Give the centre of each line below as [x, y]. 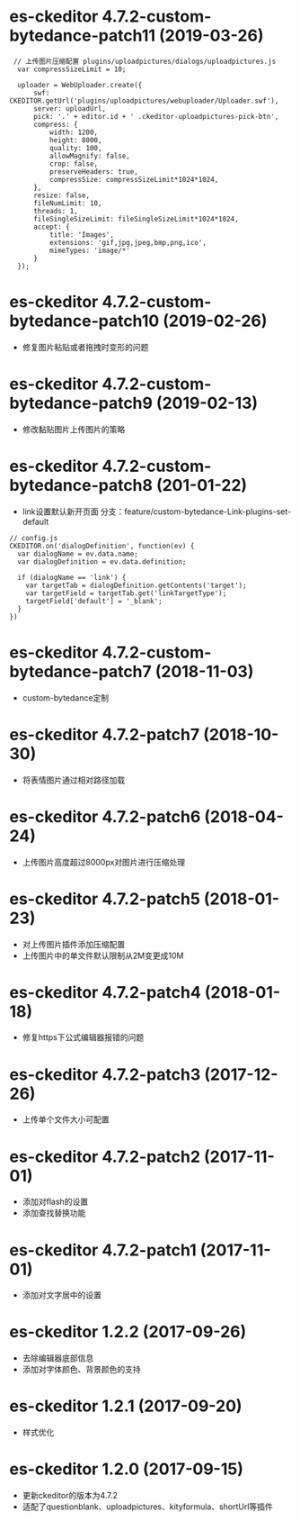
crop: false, [74, 164]
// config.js [34, 538]
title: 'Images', [82, 235]
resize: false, [62, 195]
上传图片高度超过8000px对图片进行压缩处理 [104, 862]
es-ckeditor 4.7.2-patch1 [103, 1250]
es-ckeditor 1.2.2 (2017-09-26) [128, 1332]
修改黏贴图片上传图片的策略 [74, 429]
